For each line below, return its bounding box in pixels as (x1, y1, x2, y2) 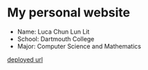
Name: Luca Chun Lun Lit (17, 27, 90, 36)
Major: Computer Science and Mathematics (17, 42, 142, 50)
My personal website (7, 5, 131, 21)
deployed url (7, 55, 44, 63)
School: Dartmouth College (17, 34, 95, 43)
